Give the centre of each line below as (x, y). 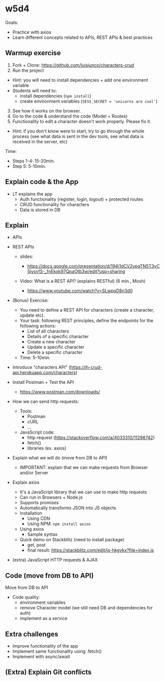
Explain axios (26, 482)
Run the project (28, 70)
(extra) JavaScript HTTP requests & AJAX (55, 560)
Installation (31, 513)
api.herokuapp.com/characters (44, 373)
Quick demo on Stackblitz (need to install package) (72, 540)
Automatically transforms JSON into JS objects (68, 508)
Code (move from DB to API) (49, 575)
